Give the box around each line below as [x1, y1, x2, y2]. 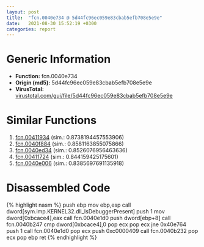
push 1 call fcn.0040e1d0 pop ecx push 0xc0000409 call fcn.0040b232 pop [6, 227, 199, 235]
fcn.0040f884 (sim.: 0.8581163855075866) [15, 140, 124, 147]
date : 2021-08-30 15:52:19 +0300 [6, 20, 97, 26]
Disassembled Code [6, 181, 111, 195]
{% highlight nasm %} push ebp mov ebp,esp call [6, 201, 131, 208]
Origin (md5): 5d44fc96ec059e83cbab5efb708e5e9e [15, 79, 153, 86]
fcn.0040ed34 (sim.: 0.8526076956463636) [15, 147, 128, 154]
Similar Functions [6, 114, 97, 127]
